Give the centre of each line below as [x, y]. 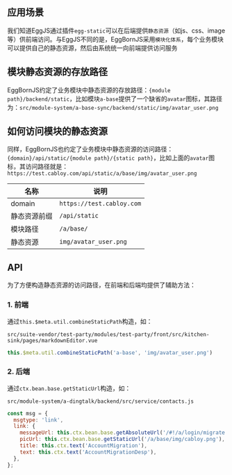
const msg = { [28, 413]
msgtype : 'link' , [39, 420]
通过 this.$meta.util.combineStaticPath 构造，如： [80, 321]
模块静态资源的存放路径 [57, 72]
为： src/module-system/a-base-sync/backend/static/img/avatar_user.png [113, 107]
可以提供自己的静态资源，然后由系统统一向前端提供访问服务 [92, 48]
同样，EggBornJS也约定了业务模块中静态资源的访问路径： [90, 149]
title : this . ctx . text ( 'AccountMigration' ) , [84, 446]
